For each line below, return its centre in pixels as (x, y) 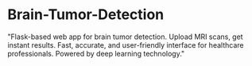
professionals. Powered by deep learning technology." (96, 53)
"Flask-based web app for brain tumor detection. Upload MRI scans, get (125, 37)
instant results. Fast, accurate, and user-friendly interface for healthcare (126, 45)
